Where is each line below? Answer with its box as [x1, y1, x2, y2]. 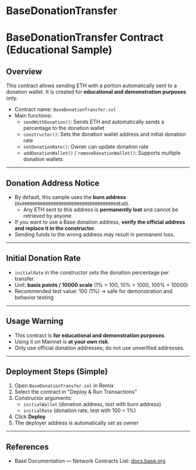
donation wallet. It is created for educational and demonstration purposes [6, 88, 187, 95]
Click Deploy [14, 413, 46, 420]
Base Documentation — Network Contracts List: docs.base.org [14, 458, 166, 465]
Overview [6, 66, 43, 77]
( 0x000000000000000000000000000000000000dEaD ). [14, 200, 130, 207]
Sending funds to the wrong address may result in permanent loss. [14, 231, 175, 238]
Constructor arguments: [14, 394, 72, 402]
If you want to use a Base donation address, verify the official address [14, 218, 185, 225]
